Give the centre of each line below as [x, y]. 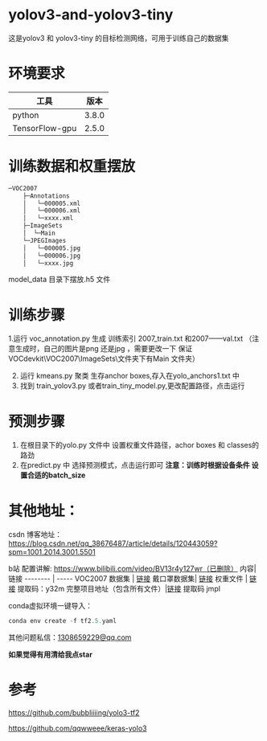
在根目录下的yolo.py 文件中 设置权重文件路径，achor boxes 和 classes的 [140, 445]
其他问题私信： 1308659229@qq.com [70, 637]
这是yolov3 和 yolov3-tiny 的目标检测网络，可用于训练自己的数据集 [119, 38]
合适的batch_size [56, 475]
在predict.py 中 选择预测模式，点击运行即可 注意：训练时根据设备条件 [135, 465]
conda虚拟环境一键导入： [51, 606]
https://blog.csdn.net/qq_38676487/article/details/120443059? [113, 543]
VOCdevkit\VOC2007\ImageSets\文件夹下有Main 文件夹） [104, 358]
